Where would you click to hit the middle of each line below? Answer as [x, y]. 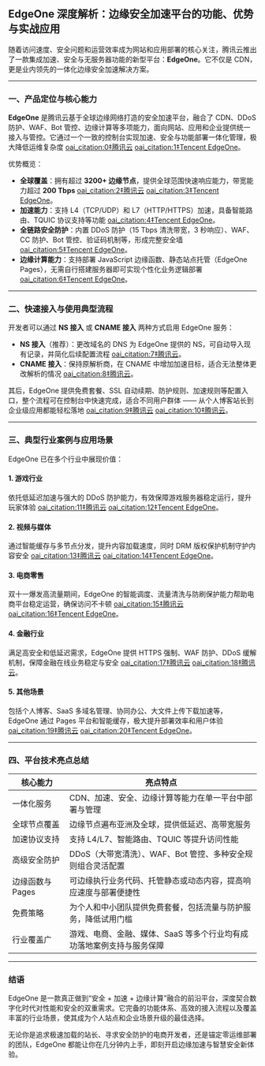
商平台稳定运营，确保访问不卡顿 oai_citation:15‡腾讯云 [96, 604]
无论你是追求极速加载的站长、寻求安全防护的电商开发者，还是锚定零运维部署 [132, 1034]
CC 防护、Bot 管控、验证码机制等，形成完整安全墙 [101, 240]
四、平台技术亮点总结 [49, 760]
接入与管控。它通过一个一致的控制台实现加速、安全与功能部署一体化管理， [129, 137]
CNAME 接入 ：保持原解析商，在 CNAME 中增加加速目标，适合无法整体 [134, 364]
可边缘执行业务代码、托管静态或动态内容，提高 [156, 881]
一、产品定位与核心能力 [52, 99]
